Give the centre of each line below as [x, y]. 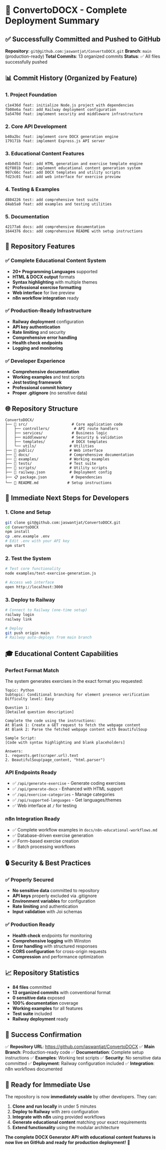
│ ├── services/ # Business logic [56, 433]
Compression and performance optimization [58, 956]
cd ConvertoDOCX [22, 527]
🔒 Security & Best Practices [48, 863]
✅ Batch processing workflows [44, 846]
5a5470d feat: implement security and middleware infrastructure [74, 114]
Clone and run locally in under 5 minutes [54, 1106]
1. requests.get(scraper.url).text [42, 755]
